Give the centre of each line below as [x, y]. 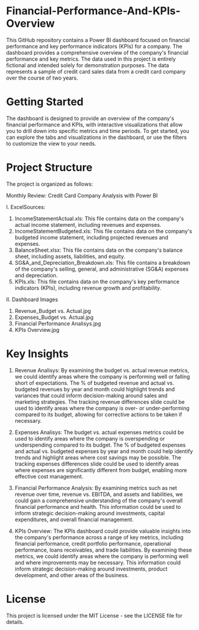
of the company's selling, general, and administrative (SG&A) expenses [102, 269]
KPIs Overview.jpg [37, 330]
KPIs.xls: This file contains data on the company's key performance [97, 281]
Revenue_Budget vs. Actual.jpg [53, 311]
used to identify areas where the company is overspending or [90, 438]
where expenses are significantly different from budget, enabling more [101, 470]
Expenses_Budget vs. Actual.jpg [54, 317]
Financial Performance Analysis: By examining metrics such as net [96, 487]
